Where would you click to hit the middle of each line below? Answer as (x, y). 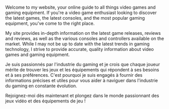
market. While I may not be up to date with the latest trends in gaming (77, 44)
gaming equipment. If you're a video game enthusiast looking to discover (81, 13)
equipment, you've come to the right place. (50, 23)
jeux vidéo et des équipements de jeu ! (45, 101)
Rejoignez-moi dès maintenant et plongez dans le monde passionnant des (82, 96)
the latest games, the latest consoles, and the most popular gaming (75, 18)
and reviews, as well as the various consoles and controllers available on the (85, 38)
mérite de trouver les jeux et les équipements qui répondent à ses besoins (82, 70)
